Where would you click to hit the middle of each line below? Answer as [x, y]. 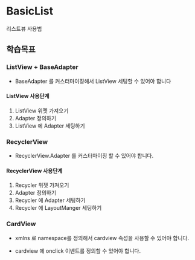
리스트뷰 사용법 [24, 28]
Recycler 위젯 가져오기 [42, 185]
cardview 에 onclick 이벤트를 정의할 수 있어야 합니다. [78, 251]
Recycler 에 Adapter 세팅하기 [50, 200]
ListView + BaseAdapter [42, 67]
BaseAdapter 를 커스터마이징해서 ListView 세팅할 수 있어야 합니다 [93, 81]
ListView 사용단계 [28, 96]
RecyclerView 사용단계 [34, 171]
